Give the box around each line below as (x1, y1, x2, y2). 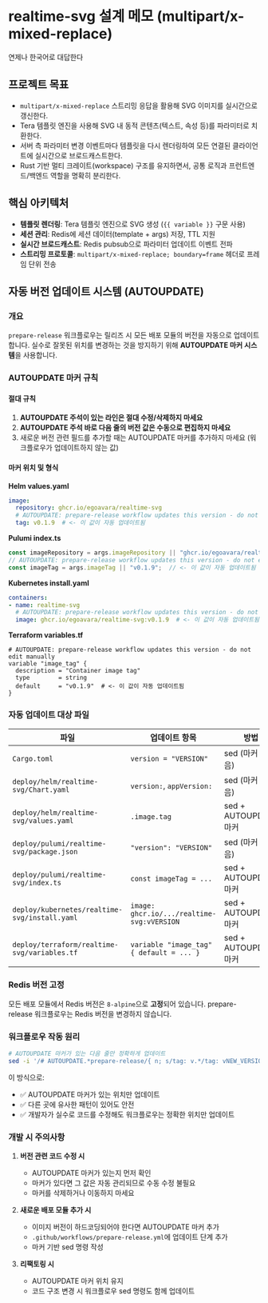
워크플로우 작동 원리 (8, 1031, 81, 1042)
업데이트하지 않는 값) (54, 443, 120, 453)
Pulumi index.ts (8, 534, 61, 543)
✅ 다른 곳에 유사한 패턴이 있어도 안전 (19, 1099, 135, 1109)
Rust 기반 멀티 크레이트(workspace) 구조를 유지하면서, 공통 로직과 (19, 161, 227, 170)
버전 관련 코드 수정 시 (19, 1151, 85, 1161)
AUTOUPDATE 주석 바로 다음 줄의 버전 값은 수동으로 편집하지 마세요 (19, 423, 231, 433)
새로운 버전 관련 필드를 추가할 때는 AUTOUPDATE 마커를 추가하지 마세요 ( (19, 433, 250, 442)
